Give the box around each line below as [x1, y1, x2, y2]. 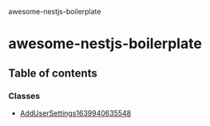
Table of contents [8, 66, 97, 80]
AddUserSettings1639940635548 [19, 108, 132, 118]
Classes [8, 90, 41, 101]
